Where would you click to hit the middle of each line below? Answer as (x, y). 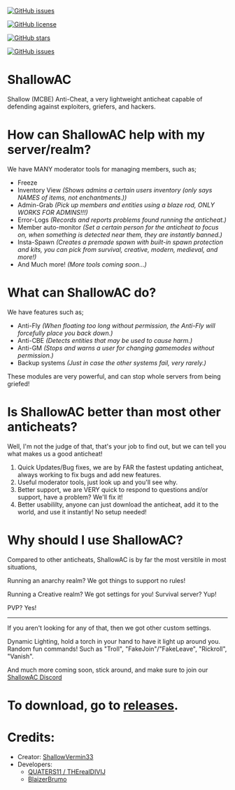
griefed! (19, 383)
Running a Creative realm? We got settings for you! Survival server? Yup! (112, 594)
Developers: (35, 764)
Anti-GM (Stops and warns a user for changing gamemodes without (116, 348)
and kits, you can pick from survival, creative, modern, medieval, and (117, 249)
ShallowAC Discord (35, 677)
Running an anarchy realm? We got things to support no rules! (97, 580)
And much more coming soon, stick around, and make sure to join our (108, 670)
